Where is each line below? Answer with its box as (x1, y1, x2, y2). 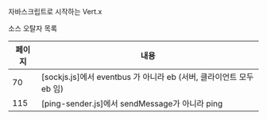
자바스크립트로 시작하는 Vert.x (8, 7, 103, 16)
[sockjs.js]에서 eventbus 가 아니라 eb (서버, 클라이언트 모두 (41, 72, 254, 82)
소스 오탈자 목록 (8, 24, 58, 33)
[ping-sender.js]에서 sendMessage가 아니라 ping (41, 98, 223, 109)
